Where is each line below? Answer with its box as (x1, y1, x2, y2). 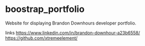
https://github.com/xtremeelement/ (5, 35, 78, 41)
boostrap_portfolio (5, 3, 85, 15)
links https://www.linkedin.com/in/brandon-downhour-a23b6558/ (5, 29, 140, 35)
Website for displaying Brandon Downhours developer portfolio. (5, 20, 136, 26)
